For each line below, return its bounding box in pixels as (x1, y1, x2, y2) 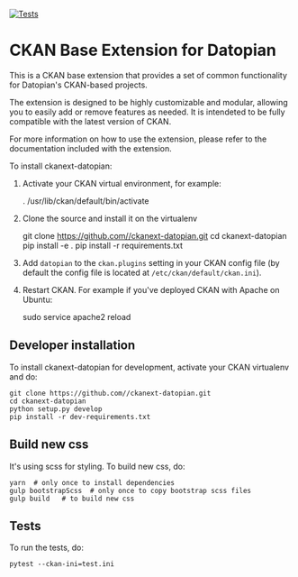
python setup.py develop (9, 404, 103, 414)
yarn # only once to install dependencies (9, 478, 176, 487)
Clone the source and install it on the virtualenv (22, 213, 198, 224)
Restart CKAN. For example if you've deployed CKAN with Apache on (22, 284, 280, 295)
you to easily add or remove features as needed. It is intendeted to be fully (9, 106, 285, 117)
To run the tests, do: (9, 542, 84, 554)
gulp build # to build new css (9, 494, 135, 503)
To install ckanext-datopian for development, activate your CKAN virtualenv (9, 362, 290, 372)
